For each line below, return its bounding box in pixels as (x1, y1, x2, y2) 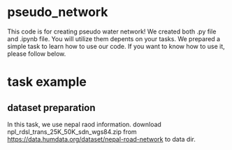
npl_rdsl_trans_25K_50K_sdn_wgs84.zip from (7, 127, 138, 136)
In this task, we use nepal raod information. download (7, 120, 162, 128)
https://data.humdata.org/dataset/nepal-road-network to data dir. (7, 135, 196, 143)
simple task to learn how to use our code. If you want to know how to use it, (7, 42, 225, 50)
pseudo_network (7, 4, 108, 20)
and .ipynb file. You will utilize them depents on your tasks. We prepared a (7, 34, 221, 43)
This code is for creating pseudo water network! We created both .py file (7, 27, 217, 36)
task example (7, 74, 87, 90)
